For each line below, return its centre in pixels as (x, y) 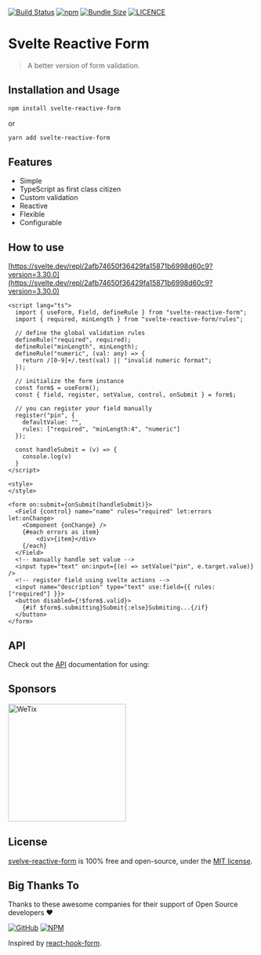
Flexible (32, 214)
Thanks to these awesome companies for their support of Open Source (123, 904)
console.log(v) (47, 457)
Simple (31, 181)
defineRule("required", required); (73, 340)
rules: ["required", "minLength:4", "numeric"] (101, 429)
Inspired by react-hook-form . (55, 943)
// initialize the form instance (70, 381)
